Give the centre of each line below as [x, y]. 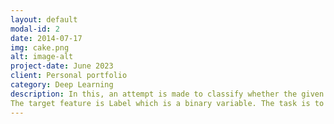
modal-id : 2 [35, 29]
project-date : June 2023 [62, 66]
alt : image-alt [42, 57]
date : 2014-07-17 [46, 38]
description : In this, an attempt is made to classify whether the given [167, 94]
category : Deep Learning [62, 85]
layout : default [44, 19]
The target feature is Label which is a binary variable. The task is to [167, 103]
